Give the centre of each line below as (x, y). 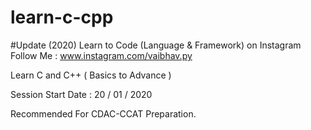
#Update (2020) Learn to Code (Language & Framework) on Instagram (156, 45)
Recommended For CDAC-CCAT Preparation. (103, 113)
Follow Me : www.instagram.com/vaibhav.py (101, 55)
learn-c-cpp (62, 17)
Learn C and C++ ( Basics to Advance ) (91, 75)
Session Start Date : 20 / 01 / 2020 (81, 94)
